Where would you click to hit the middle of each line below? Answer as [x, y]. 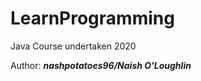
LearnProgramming [92, 18]
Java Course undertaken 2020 [73, 46]
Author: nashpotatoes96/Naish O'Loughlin [101, 65]
